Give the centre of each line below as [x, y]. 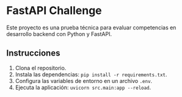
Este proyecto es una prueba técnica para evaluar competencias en [91, 27]
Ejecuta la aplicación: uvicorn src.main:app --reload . [83, 87]
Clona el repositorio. [41, 68]
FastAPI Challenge [54, 11]
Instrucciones [33, 53]
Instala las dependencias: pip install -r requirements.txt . [91, 74]
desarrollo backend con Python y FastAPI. [59, 34]
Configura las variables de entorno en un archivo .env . [84, 81]
